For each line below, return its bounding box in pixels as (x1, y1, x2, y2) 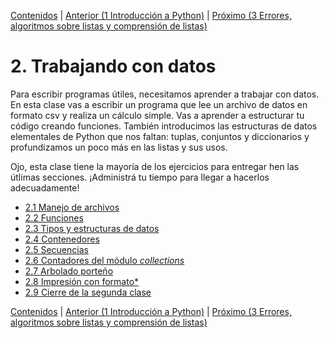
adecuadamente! (10, 181, 80, 194)
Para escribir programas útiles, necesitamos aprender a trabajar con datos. (10, 88, 320, 100)
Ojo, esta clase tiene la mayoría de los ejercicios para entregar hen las (10, 160, 300, 172)
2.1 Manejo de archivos (24, 201, 120, 213)
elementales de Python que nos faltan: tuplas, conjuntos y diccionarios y (10, 130, 310, 142)
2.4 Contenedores (24, 233, 100, 245)
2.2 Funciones (24, 211, 84, 224)
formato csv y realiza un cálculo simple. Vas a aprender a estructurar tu (10, 109, 305, 121)
